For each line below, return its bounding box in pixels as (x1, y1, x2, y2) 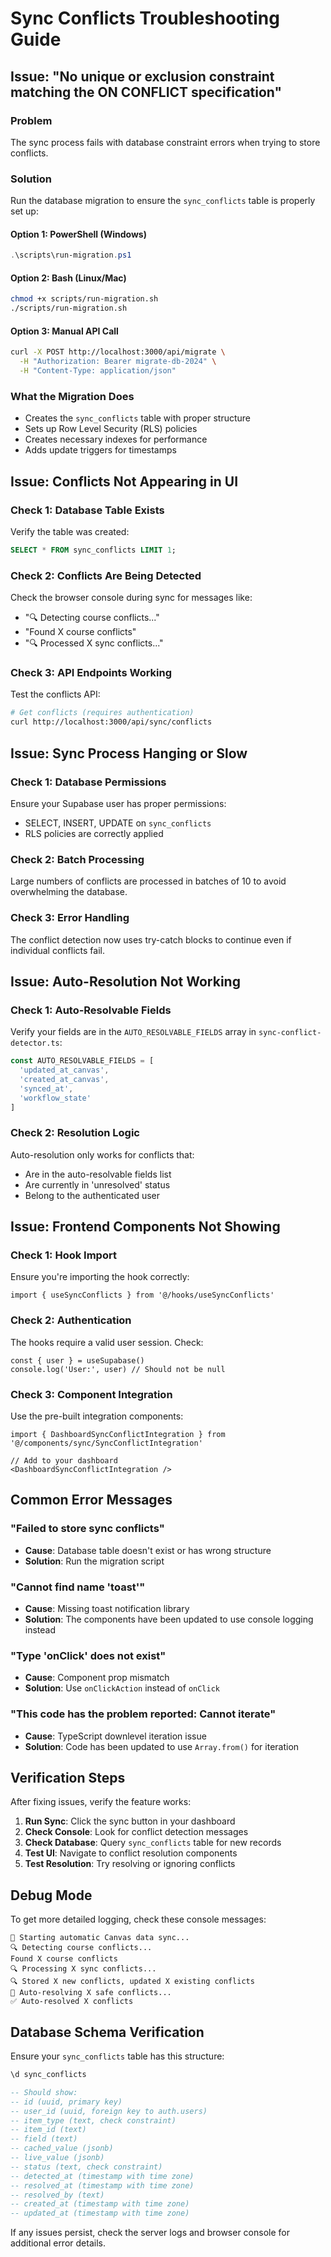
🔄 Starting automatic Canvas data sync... (10, 1933, 190, 1943)
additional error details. (10, 2237, 106, 2249)
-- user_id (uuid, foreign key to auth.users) (10, 2106, 208, 2116)
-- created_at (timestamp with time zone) (10, 2199, 190, 2209)
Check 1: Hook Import (10, 1248, 117, 1262)
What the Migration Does (10, 389, 135, 403)
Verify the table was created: (10, 526, 130, 538)
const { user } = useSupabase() (10, 1355, 145, 1366)
